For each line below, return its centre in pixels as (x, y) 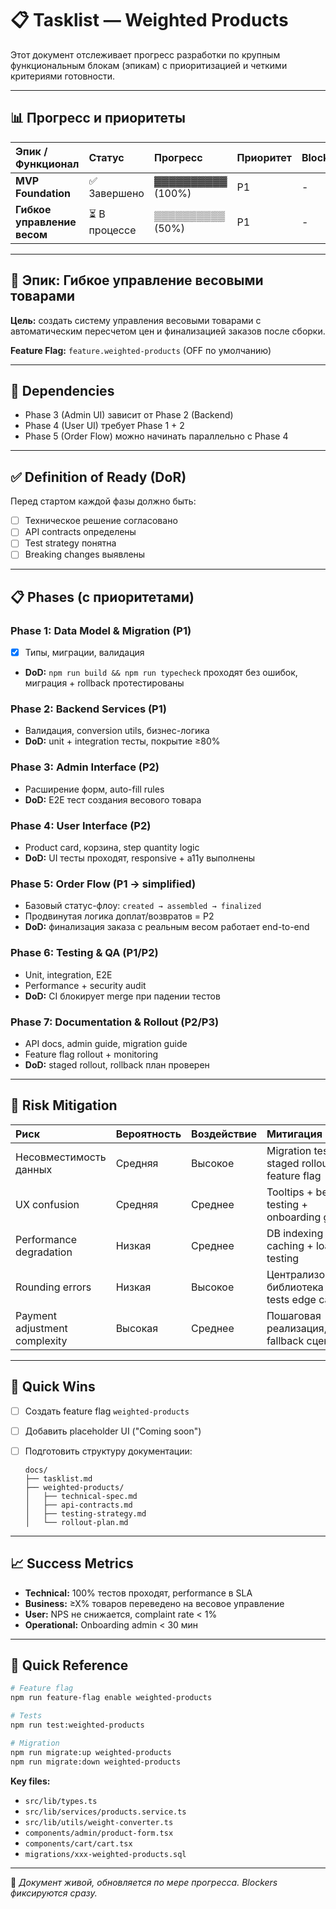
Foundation (43, 193)
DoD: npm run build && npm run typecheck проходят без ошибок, (161, 673)
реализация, (296, 1328)
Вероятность (148, 1134)
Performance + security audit (85, 985)
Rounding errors (53, 1287)
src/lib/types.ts (61, 1801)
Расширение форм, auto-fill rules (94, 789)
